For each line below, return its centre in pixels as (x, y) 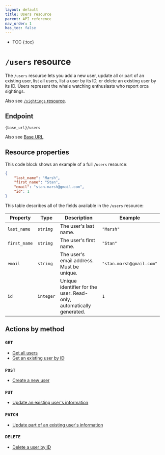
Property (20, 217)
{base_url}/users (23, 128)
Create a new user (31, 380)
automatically (76, 305)
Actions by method (35, 329)
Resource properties (37, 153)
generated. (73, 312)
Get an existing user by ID (38, 358)
